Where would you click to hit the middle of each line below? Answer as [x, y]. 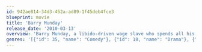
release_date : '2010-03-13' [41, 28]
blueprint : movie [28, 17]
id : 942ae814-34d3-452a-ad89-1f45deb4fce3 [60, 12]
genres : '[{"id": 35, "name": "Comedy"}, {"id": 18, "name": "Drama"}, [98, 39]
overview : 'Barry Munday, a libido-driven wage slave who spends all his [101, 34]
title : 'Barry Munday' [35, 23]
